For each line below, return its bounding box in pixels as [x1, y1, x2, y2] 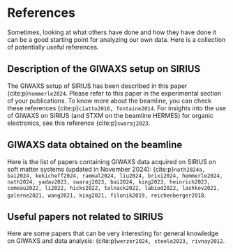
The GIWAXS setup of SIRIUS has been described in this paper [7, 82, 188, 90]
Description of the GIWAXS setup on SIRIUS [7, 63, 201, 75]
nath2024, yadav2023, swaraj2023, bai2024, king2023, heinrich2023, [7, 178, 211, 186]
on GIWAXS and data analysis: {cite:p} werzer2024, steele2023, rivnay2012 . [7, 237, 225, 245]
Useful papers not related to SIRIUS [7, 211, 164, 223]
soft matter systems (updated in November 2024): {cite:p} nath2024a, [7, 165, 206, 173]
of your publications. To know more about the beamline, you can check [7, 96, 212, 105]
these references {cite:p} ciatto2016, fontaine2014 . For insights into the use [7, 103, 227, 112]
